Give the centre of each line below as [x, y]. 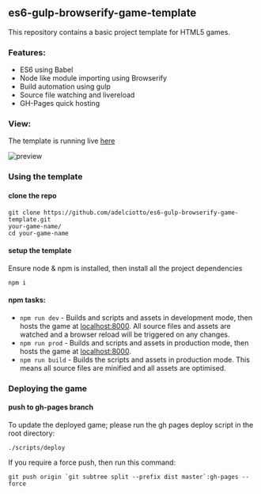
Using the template [45, 177]
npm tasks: [27, 300]
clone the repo [32, 195]
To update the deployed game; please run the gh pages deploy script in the [131, 425]
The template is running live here [62, 141]
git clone [25, 213]
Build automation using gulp [65, 87]
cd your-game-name [38, 233]
